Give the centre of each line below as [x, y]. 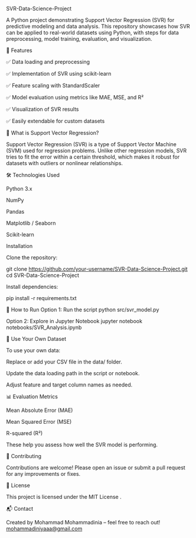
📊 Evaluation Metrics [32, 397]
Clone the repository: [32, 257]
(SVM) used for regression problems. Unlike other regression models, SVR [97, 151]
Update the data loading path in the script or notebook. [73, 373]
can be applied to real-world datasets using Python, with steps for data [92, 33]
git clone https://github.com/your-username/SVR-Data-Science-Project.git [97, 269]
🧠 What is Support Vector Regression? [53, 133]
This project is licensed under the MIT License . [64, 497]
